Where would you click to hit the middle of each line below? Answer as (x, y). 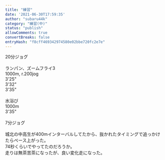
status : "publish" (24, 28)
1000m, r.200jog (22, 74)
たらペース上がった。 (27, 140)
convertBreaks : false (27, 38)
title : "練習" (19, 10)
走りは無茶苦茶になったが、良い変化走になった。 (55, 153)
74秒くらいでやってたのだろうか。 (40, 146)
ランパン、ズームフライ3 (30, 68)
